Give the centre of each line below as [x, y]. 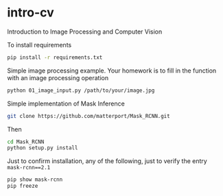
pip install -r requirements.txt [55, 57]
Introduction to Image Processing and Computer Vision [85, 32]
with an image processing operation [58, 77]
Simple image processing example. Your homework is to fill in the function [112, 71]
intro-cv [31, 13]
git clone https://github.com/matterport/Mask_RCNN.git [89, 116]
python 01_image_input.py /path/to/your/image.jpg [81, 90]
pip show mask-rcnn [35, 180]
